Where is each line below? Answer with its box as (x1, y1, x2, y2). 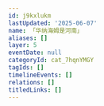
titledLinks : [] (8, 85, 62, 94)
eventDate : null (8, 49, 62, 57)
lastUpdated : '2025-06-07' (8, 19, 98, 27)
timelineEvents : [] (8, 71, 73, 79)
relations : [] (8, 78, 56, 86)
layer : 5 (8, 41, 37, 49)
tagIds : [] (8, 64, 44, 72)
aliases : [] (8, 33, 48, 42)
